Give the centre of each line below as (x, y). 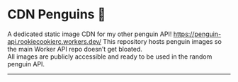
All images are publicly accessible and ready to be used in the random (110, 57)
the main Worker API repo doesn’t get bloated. (75, 49)
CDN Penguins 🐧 (57, 14)
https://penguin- (197, 34)
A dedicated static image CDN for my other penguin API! (90, 34)
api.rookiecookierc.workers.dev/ (54, 41)
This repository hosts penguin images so (162, 41)
